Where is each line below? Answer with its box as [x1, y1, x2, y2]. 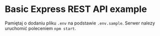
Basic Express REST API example [5, 3, 147, 15]
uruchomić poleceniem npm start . [5, 25, 76, 31]
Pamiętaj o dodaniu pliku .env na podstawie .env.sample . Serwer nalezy [5, 20, 155, 26]
